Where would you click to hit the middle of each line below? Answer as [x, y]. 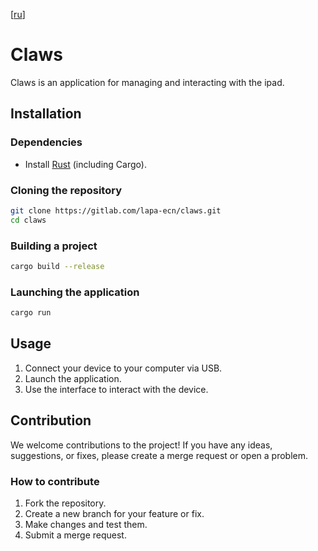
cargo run [31, 313]
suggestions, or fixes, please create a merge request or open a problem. [159, 455]
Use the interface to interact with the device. [116, 389]
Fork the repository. [65, 503]
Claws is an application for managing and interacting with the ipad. [147, 82]
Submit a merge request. [75, 535]
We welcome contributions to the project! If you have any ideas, [141, 445]
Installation [46, 114]
